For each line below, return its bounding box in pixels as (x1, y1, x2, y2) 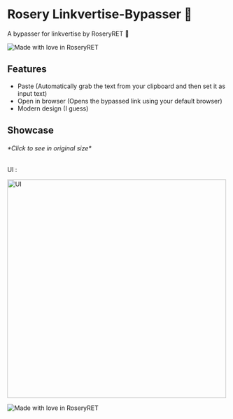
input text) (17, 89, 48, 97)
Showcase (7, 125, 55, 136)
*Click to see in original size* (7, 143, 92, 152)
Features (7, 63, 47, 76)
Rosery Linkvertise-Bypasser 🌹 (7, 6, 192, 22)
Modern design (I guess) (17, 104, 89, 113)
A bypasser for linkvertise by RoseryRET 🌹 (7, 29, 129, 38)
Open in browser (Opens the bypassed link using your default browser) (17, 97, 223, 105)
